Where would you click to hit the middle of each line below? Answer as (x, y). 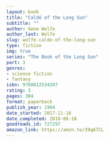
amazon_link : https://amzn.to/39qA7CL (55, 130)
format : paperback (29, 102)
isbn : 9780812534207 (32, 85)
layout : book (23, 12)
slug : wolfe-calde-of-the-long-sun (51, 40)
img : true (19, 51)
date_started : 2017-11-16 (39, 113)
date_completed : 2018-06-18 (42, 118)
